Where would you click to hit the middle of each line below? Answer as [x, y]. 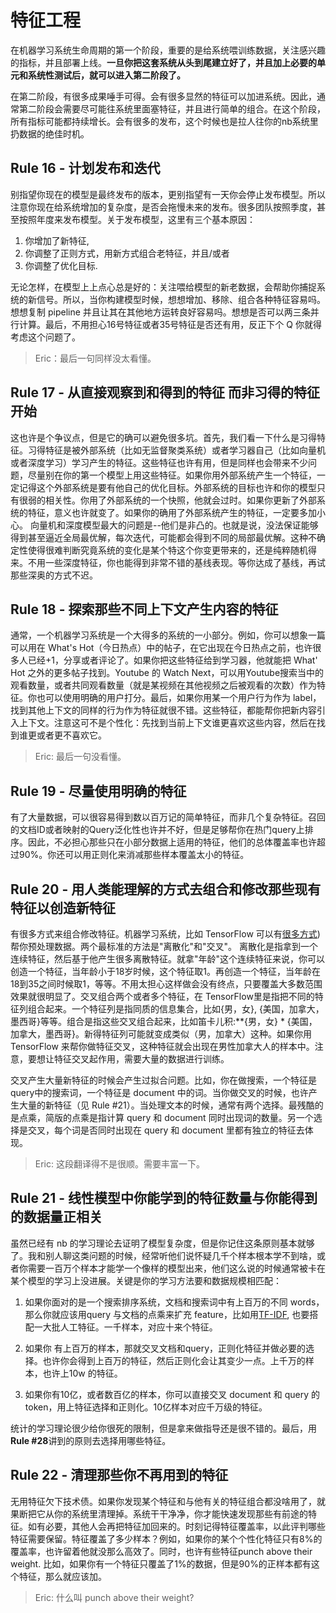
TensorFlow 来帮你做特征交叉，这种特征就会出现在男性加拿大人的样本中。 [162, 1046]
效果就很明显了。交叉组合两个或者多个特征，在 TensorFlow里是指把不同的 [162, 996]
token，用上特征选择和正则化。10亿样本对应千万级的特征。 [146, 1407]
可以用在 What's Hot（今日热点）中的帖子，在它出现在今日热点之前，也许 [161, 648]
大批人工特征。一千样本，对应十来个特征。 [130, 1327]
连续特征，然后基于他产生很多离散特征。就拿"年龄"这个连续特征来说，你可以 [168, 959]
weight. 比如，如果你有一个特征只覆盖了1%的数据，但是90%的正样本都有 [161, 1563]
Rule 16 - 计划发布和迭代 [85, 168]
